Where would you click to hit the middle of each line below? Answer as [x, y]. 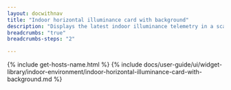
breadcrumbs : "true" [37, 33]
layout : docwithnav [35, 13]
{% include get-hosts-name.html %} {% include [75, 65]
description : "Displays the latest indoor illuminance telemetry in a [110, 26]
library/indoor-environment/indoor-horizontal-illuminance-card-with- [105, 72]
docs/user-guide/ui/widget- [183, 65]
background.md [30, 79]
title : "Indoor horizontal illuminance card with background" [98, 20]
